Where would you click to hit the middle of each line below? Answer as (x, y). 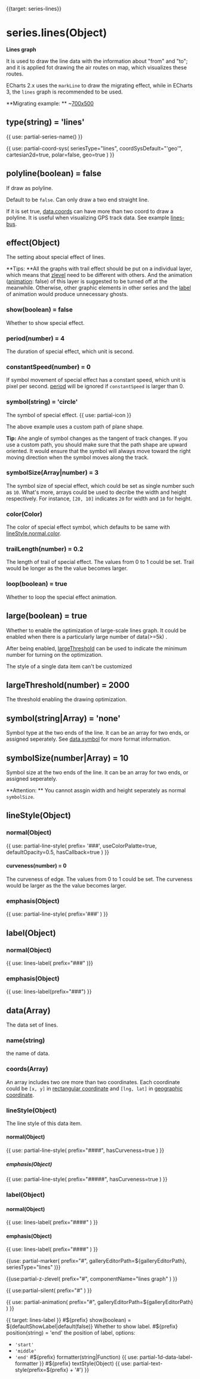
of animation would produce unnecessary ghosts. (67, 294)
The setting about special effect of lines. (56, 257)
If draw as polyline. (30, 188)
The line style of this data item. (44, 1123)
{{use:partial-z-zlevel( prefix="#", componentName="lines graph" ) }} (92, 1279)
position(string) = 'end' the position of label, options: (71, 1333)
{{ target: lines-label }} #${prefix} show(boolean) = (69, 1320)
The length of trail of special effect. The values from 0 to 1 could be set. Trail (100, 562)
